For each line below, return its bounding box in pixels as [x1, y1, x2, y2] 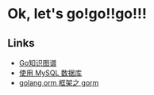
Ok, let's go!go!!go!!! [7, 5, 148, 23]
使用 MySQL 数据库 [18, 68, 83, 78]
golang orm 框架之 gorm [18, 78, 99, 87]
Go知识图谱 [18, 59, 57, 67]
